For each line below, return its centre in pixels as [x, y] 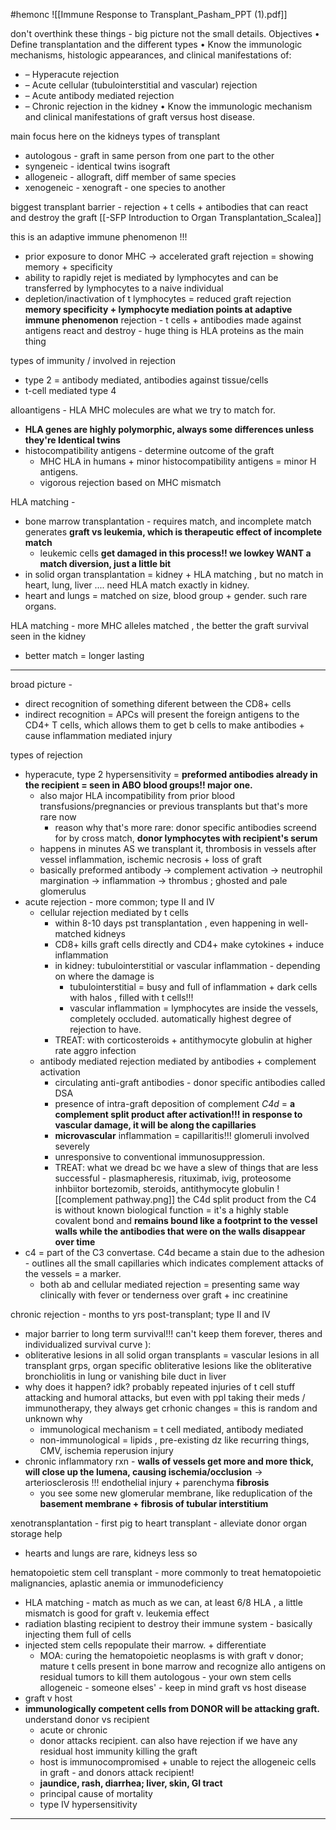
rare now [58, 817]
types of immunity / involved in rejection [93, 360]
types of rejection [46, 755]
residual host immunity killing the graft [118, 1751]
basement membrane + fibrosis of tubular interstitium [154, 1503]
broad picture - [41, 684]
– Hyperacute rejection [72, 74]
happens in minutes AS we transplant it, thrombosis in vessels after [178, 848]
